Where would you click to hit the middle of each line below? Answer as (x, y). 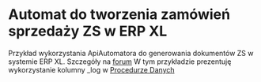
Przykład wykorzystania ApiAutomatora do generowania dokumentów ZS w (131, 53)
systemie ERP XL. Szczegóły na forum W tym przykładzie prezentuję (120, 61)
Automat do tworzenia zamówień (119, 15)
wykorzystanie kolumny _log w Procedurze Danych (92, 69)
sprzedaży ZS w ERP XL (88, 31)
